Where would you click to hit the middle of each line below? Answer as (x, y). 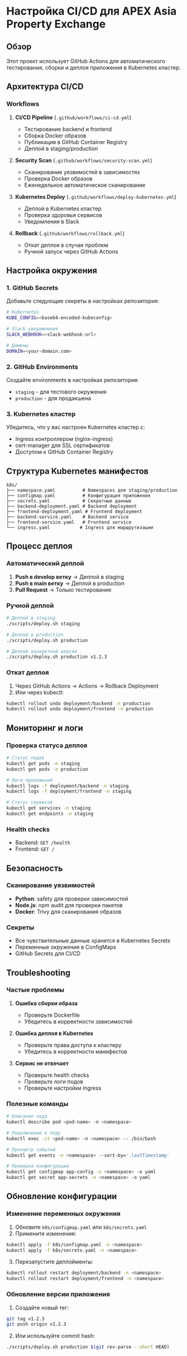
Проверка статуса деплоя (47, 745)
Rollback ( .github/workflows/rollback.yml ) (70, 233)
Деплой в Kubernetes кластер (63, 209)
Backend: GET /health (42, 843)
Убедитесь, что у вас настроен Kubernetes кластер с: (76, 427)
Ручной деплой (30, 605)
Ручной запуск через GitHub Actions (71, 251)
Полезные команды (37, 1104)
